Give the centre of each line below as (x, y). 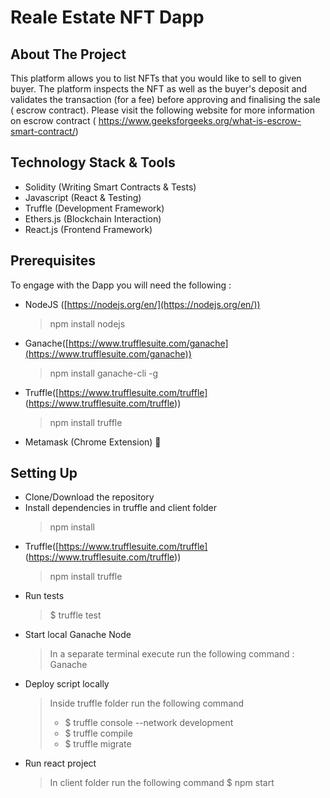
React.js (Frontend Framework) (88, 229)
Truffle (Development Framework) (94, 208)
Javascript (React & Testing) (83, 197)
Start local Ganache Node (78, 635)
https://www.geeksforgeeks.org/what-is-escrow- (200, 120)
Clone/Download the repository (89, 497)
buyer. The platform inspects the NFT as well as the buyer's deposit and (159, 89)
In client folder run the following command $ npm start (162, 783)
